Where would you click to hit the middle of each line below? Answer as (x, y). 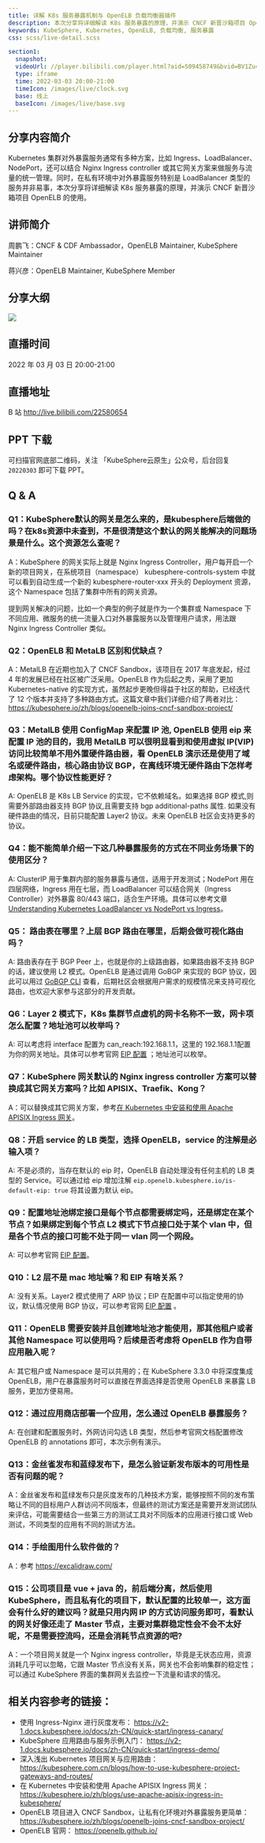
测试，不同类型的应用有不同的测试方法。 (74, 1525)
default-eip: (30, 1191)
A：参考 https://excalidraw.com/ (60, 1566)
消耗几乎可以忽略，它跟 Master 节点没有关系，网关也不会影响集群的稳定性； (132, 1664)
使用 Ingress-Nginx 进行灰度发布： (76, 1722)
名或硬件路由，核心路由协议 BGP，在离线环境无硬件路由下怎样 (127, 766)
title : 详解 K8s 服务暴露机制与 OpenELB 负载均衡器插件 (92, 15)
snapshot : (31, 59)
